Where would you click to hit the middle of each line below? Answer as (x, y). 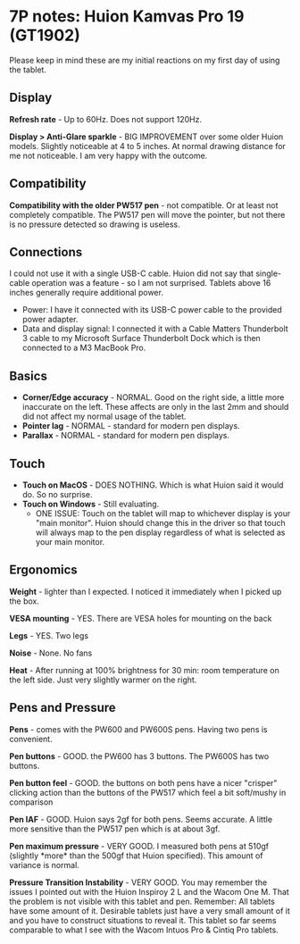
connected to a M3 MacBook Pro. (84, 348)
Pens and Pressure (62, 708)
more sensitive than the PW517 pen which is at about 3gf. (115, 829)
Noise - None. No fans (51, 653)
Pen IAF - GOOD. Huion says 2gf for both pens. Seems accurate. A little (141, 819)
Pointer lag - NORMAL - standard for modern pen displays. (131, 426)
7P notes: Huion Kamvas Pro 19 (127, 17)
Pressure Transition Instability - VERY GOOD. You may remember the (138, 882)
